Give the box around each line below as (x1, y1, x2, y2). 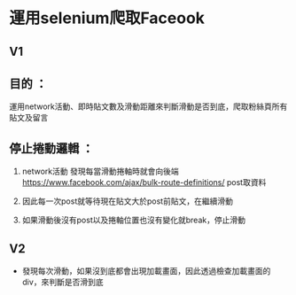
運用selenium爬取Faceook (9, 8, 206, 28)
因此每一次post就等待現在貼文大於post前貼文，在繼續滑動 (21, 196, 233, 206)
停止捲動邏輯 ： (9, 141, 94, 156)
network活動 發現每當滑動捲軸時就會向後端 (21, 166, 179, 177)
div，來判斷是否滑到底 (21, 276, 104, 288)
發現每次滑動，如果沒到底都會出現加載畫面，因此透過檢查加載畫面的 (21, 266, 271, 276)
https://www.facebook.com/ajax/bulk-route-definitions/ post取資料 (21, 177, 267, 188)
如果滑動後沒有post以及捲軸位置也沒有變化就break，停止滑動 (21, 214, 246, 226)
